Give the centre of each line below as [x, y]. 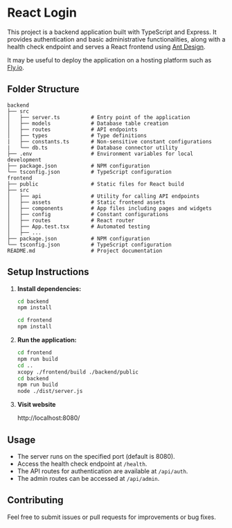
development [24, 160]
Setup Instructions [48, 272]
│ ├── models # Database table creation [88, 123]
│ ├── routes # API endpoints [72, 130]
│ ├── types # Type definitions [77, 135]
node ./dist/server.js [50, 391]
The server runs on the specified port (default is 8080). [96, 456]
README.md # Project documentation [85, 251]
